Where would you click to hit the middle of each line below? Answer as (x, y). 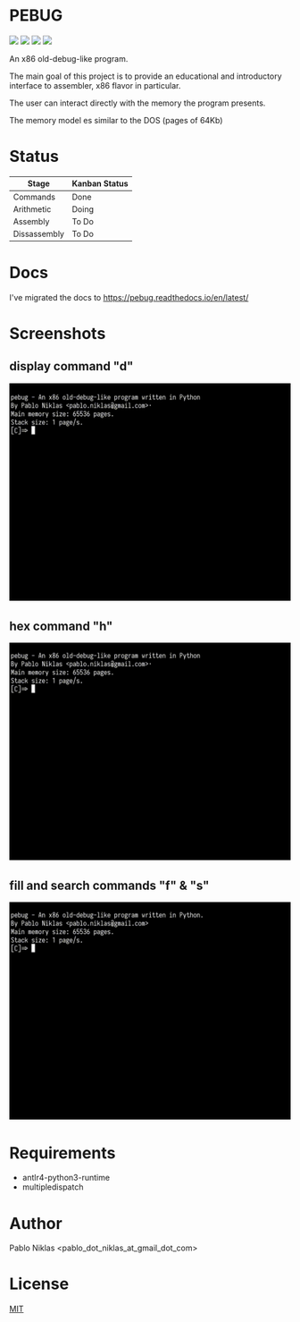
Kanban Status (100, 183)
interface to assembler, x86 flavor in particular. (95, 85)
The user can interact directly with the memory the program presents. (137, 103)
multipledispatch (53, 1187)
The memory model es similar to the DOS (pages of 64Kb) (116, 120)
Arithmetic (32, 209)
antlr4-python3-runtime (66, 1178)
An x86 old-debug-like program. (69, 58)
